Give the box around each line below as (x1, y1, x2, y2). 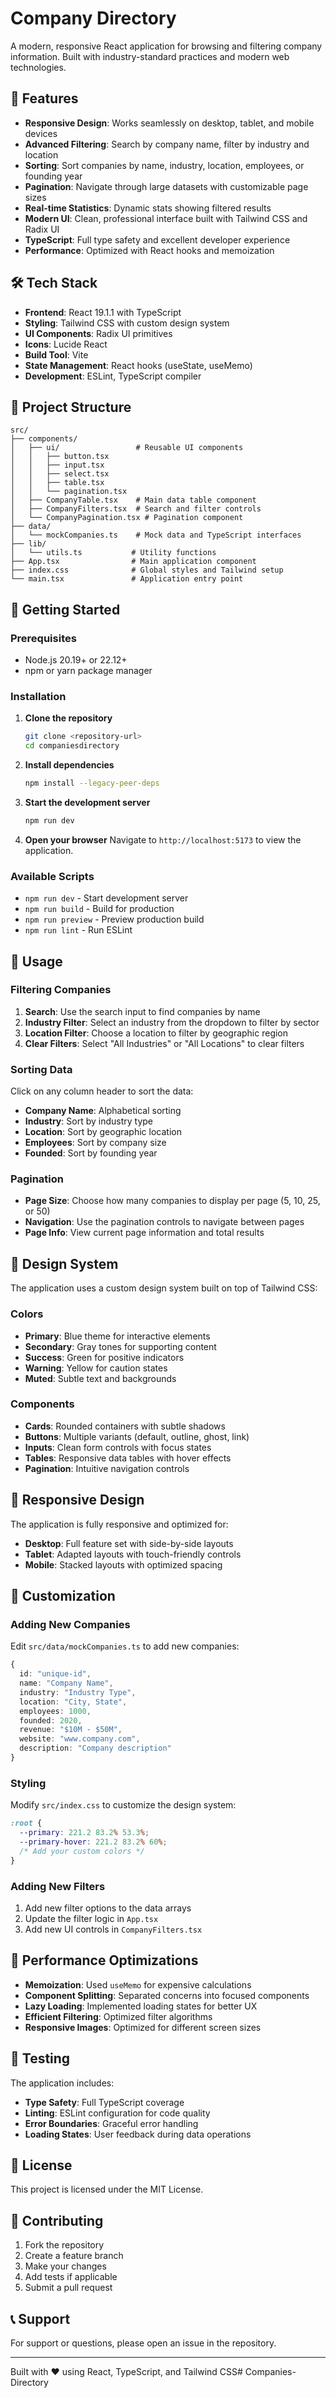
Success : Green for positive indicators (24, 1351, 185, 1363)
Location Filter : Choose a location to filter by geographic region (24, 1027, 289, 1039)
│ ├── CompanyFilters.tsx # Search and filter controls (10, 504, 262, 514)
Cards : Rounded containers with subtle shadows (24, 1420, 226, 1432)
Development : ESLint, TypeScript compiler (24, 370, 202, 382)
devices (24, 127, 58, 139)
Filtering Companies (10, 983, 112, 997)
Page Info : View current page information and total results (24, 1227, 265, 1239)
